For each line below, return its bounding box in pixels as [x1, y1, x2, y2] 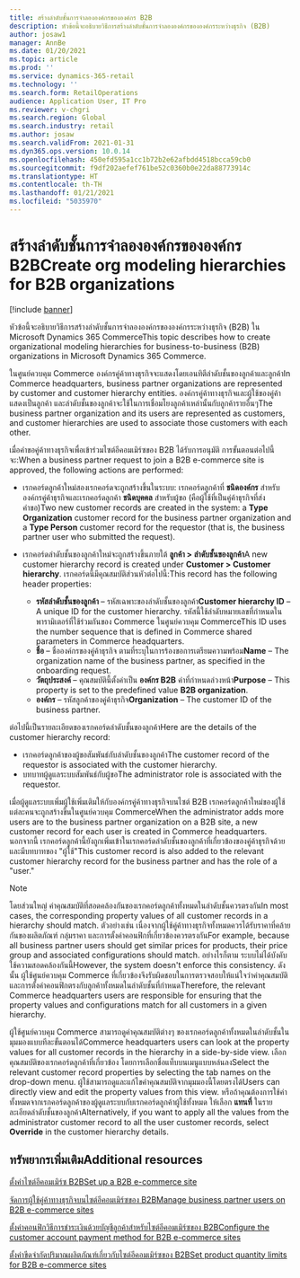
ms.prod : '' [9, 64, 54, 73]
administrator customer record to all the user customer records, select [9, 1116, 269, 1127]
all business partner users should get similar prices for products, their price [9, 939, 288, 950]
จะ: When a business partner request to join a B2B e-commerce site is [9, 454, 265, 465]
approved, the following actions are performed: [9, 464, 184, 475]
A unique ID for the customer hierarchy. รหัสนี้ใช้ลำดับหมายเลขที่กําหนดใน [35, 605, 283, 616]
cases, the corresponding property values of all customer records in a [9, 910, 269, 921]
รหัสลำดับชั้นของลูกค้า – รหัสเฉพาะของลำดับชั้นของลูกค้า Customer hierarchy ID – [35, 595, 291, 606]
